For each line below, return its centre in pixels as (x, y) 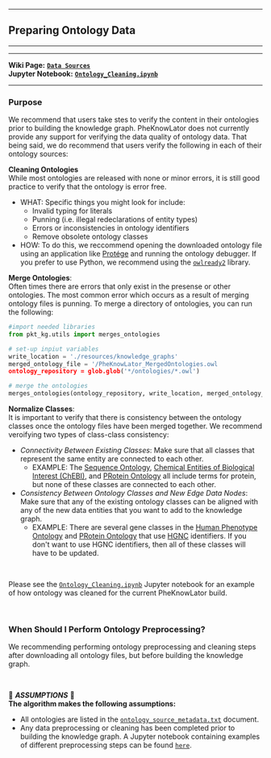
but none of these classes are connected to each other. (124, 485)
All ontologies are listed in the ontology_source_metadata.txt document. (140, 719)
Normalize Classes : (42, 409)
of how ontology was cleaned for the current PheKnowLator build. (118, 593)
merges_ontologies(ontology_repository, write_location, (106, 394)
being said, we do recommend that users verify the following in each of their (135, 145)
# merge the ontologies (48, 386)
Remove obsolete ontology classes (90, 237)
